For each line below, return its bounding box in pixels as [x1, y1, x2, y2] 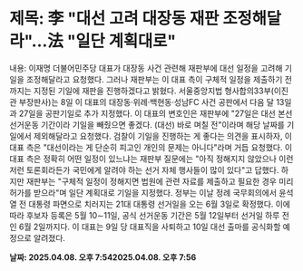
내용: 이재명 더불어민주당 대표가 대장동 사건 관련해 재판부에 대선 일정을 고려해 [9, 63, 283, 73]
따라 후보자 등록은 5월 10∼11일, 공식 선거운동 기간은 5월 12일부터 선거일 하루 [9, 209, 280, 220]
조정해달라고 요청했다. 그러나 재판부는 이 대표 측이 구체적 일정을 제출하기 [25, 73, 283, 84]
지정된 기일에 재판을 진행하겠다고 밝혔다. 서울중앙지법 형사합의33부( [33, 85, 275, 96]
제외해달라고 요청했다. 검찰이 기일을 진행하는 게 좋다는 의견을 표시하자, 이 [33, 131, 293, 141]
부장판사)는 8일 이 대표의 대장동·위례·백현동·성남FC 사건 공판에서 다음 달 [18, 96, 275, 107]
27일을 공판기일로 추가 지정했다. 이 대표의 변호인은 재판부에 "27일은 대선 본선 [18, 108, 293, 119]
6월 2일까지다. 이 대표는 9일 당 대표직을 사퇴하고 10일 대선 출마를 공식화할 [18, 221, 281, 232]
